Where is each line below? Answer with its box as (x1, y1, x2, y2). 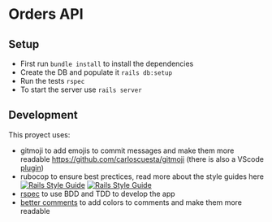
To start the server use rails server (19, 85, 142, 94)
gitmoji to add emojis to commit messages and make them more (19, 146, 235, 155)
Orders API (8, 5, 84, 24)
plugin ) (19, 163, 45, 172)
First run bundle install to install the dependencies (19, 59, 194, 68)
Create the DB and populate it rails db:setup (19, 67, 173, 77)
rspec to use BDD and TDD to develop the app (19, 189, 176, 198)
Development (8, 108, 79, 122)
